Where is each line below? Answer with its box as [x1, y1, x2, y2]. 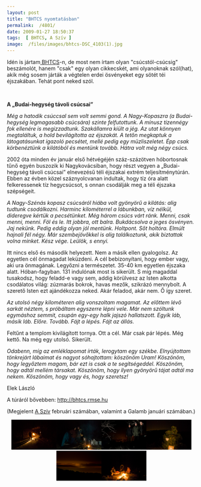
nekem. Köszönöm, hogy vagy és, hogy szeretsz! [7, 373, 128, 380]
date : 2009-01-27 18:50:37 [7, 29, 74, 35]
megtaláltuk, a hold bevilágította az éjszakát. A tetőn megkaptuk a [7, 132, 172, 138]
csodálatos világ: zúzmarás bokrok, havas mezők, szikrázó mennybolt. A [7, 281, 187, 288]
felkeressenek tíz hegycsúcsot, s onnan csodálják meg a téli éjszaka [7, 182, 176, 188]
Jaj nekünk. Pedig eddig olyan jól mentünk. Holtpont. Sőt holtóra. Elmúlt [7, 225, 185, 232]
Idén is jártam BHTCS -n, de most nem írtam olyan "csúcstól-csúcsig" [7, 59, 178, 65]
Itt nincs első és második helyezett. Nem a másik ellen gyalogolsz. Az [7, 249, 179, 256]
